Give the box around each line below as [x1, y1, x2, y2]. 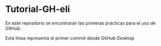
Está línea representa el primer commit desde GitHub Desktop [5, 35, 135, 41]
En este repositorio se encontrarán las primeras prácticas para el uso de [5, 20, 156, 26]
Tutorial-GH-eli [5, 3, 70, 15]
